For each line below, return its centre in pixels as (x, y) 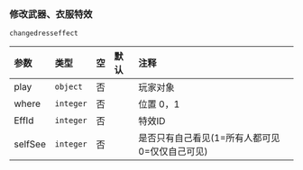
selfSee (30, 144)
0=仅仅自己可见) (173, 152)
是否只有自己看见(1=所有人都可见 (209, 139)
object (69, 87)
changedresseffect (44, 33)
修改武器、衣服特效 (51, 13)
